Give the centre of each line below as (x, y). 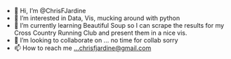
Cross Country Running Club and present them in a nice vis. (100, 33)
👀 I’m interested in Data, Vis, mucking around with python (97, 18)
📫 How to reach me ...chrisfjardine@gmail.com (82, 48)
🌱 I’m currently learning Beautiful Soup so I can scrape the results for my (119, 25)
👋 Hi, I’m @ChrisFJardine (50, 11)
